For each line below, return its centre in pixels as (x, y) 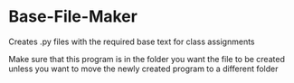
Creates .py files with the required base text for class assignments (132, 41)
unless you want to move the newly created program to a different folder (143, 69)
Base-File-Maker (73, 17)
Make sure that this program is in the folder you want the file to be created (147, 59)
